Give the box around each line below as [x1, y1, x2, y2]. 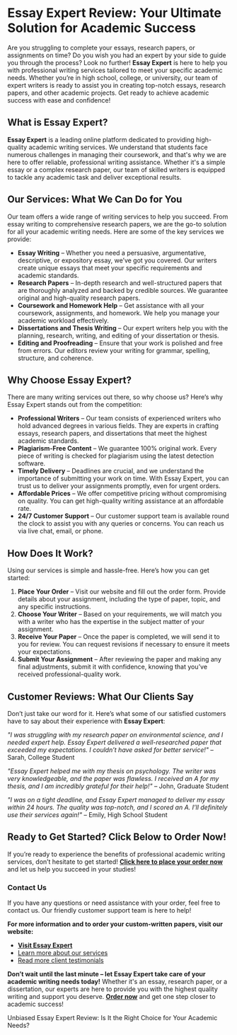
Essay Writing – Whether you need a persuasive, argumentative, [17, 248, 207, 257]
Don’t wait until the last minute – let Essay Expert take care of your [7, 970, 206, 978]
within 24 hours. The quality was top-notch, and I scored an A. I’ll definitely [7, 803, 228, 811]
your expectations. [17, 647, 73, 656]
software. [17, 459, 46, 468]
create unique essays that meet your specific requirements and [17, 263, 202, 272]
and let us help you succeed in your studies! [7, 865, 137, 873]
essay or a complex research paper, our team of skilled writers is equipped [7, 165, 226, 174]
